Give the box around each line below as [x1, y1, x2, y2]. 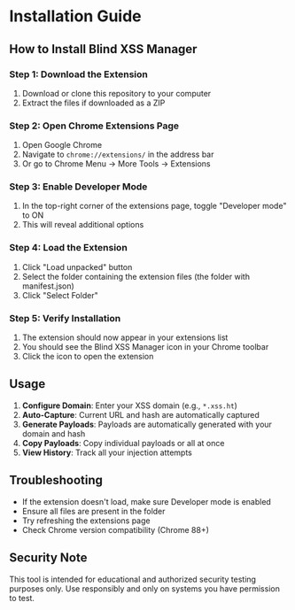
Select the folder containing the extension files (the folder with [21, 271, 251, 282]
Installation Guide [9, 6, 142, 27]
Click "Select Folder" [21, 290, 99, 300]
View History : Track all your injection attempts [21, 447, 192, 458]
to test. [9, 592, 35, 603]
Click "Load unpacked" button [21, 261, 133, 272]
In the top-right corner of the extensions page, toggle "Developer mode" [21, 201, 287, 212]
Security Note [9, 551, 88, 566]
